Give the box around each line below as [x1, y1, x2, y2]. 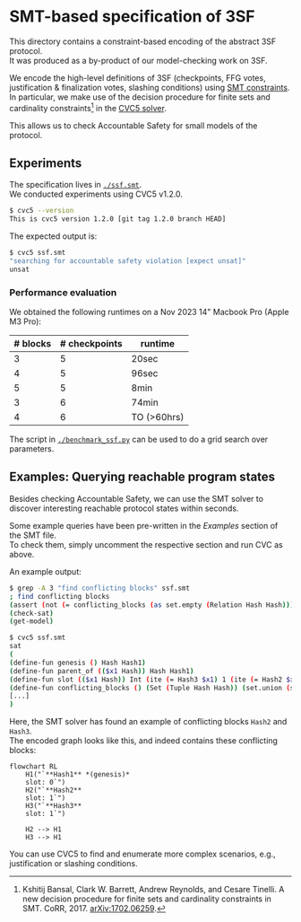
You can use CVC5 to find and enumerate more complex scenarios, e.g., [9, 848, 276, 859]
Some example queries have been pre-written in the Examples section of [9, 520, 279, 531]
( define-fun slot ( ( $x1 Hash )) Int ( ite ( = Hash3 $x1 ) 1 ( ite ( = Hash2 [9, 675, 283, 684]
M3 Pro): [9, 316, 42, 327]
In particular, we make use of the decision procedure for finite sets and [9, 92, 271, 102]
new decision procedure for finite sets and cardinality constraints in [21, 893, 271, 904]
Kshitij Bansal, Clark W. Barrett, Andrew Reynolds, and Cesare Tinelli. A [21, 884, 285, 895]
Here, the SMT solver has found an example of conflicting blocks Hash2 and [9, 716, 288, 727]
